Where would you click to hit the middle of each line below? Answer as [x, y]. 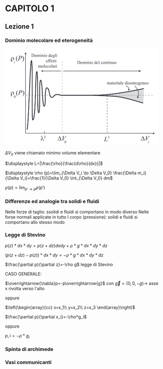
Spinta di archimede [29, 350]
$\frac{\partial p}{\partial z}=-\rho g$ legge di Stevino [59, 264]
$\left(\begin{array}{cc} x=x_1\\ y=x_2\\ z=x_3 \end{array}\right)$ [70, 307]
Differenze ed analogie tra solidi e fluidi [52, 201]
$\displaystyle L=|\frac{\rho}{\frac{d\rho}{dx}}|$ [54, 164]
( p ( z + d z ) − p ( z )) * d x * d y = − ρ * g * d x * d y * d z [54, 255]
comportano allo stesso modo [35, 222]
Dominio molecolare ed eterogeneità [49, 40]
